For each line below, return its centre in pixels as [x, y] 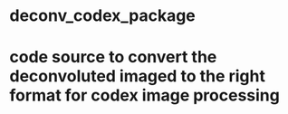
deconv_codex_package [103, 16]
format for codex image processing [145, 95]
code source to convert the [113, 57]
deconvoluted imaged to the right [137, 76]
